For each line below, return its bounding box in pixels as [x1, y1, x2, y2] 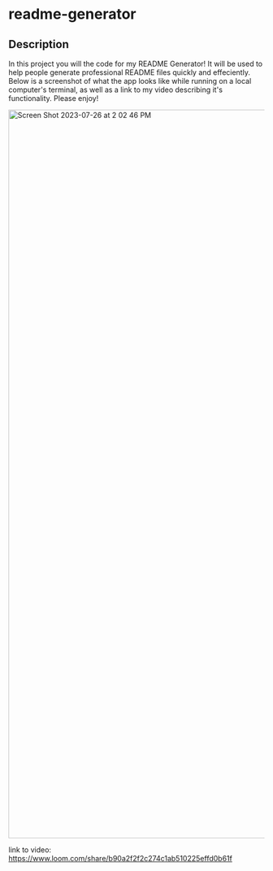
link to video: [8, 845, 51, 855]
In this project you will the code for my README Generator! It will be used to [8, 59, 262, 68]
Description [8, 37, 69, 51]
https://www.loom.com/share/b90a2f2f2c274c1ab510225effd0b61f [8, 854, 233, 863]
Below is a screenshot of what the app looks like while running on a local [8, 77, 252, 85]
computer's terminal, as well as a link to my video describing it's [8, 85, 223, 94]
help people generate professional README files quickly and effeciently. [8, 68, 250, 77]
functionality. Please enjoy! [8, 94, 99, 103]
